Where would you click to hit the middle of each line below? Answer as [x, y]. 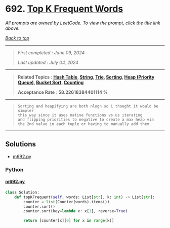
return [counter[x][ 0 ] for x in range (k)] [69, 221]
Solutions [21, 144]
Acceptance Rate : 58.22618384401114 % [62, 92]
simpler [26, 110]
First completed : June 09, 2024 [51, 52]
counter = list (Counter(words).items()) [67, 202]
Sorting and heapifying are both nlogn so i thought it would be [88, 106]
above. [12, 28]
